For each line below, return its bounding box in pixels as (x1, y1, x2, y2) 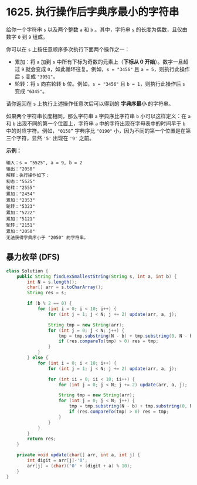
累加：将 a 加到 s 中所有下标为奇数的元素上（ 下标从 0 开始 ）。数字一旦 (14, 58, 184, 65)
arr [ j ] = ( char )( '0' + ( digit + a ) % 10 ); (27, 463, 133, 469)
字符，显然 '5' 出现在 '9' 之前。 (16, 134, 95, 142)
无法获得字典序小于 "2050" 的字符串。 (6, 234, 89, 241)
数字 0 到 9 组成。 (6, 33, 49, 40)
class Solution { (6, 268, 49, 274)
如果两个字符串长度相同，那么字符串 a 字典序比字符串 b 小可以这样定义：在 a (6, 112, 191, 119)
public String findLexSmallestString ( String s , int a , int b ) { (16, 274, 177, 279)
